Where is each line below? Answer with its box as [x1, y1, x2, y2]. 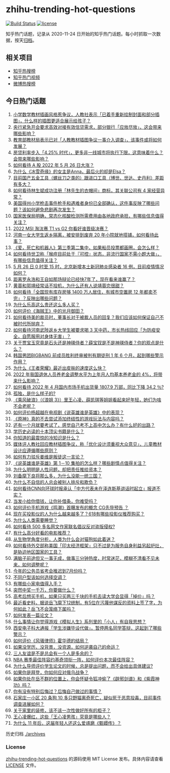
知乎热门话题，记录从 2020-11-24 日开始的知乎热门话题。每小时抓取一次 [6, 30, 156, 37]
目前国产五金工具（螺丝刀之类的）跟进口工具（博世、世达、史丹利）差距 [13, 174, 164, 181]
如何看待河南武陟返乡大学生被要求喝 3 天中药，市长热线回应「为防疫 [13, 327, 156, 333]
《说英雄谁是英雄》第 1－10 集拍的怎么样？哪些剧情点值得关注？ [13, 460, 146, 466]
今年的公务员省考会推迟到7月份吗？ [13, 568, 87, 574]
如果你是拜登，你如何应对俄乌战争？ [13, 669, 89, 675]
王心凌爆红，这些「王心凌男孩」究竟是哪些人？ [13, 714, 111, 720]
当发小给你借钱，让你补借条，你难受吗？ [13, 498, 98, 504]
